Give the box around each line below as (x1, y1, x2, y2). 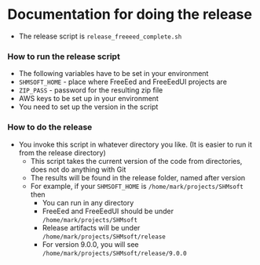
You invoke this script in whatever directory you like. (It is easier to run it (18, 140, 252, 149)
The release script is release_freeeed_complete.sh (18, 31, 182, 41)
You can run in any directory (42, 198, 134, 207)
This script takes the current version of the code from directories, (30, 156, 243, 165)
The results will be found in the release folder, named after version (30, 172, 246, 182)
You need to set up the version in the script (18, 102, 159, 111)
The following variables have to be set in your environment (18, 69, 209, 78)
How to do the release (7, 122, 93, 132)
